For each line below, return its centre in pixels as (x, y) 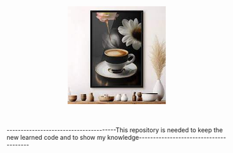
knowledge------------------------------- (167, 137)
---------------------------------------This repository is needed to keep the (115, 130)
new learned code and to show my (56, 137)
